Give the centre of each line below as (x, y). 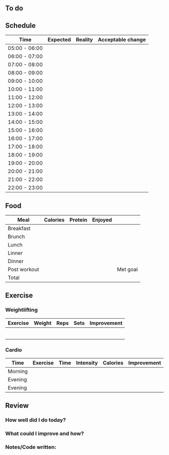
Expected (59, 40)
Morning (18, 371)
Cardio (14, 349)
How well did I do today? (36, 420)
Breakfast (19, 228)
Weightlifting (21, 310)
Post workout (23, 270)
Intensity (87, 363)
